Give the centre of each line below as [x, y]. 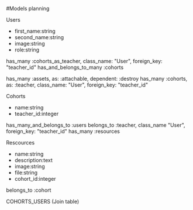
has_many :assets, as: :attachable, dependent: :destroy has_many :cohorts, [97, 79]
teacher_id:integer [37, 114]
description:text [33, 160]
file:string [26, 173]
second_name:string [39, 37]
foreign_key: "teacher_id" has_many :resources [63, 131]
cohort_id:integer [35, 179]
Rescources [20, 142]
